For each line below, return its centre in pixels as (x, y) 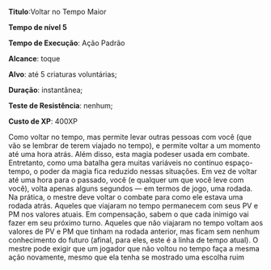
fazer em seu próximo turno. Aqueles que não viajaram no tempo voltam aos (136, 223)
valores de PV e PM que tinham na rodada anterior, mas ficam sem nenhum (134, 231)
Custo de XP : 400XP (43, 121)
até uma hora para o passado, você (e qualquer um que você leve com (126, 180)
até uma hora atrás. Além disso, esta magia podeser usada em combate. (129, 154)
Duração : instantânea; (46, 90)
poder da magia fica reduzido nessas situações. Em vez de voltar (148, 171)
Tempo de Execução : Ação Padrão (67, 43)
